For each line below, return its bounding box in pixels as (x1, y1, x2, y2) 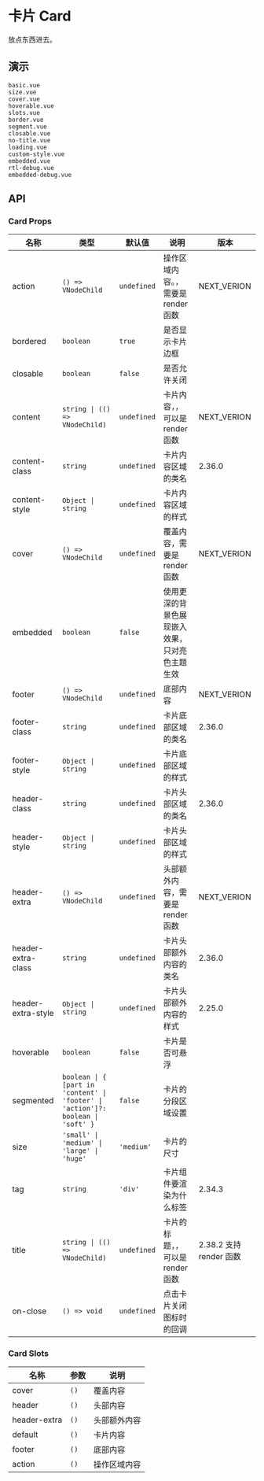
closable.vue (8, 129, 51, 138)
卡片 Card (8, 7, 71, 25)
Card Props (8, 216, 53, 227)
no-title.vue (8, 136, 51, 144)
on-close (12, 1306, 47, 1317)
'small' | (61, 1131, 99, 1139)
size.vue (8, 88, 37, 96)
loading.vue (8, 143, 47, 151)
